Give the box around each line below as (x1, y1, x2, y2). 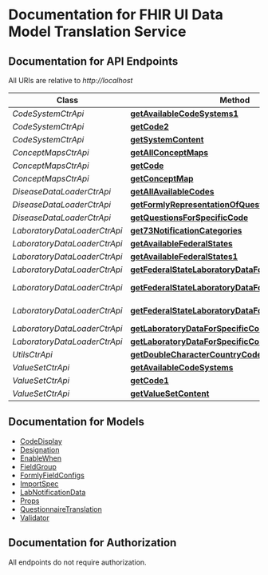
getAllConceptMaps (130, 147, 209, 158)
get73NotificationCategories (130, 226, 242, 236)
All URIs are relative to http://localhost (8, 76, 133, 85)
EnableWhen (19, 453, 62, 463)
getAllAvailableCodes (130, 186, 215, 197)
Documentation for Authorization (8, 536, 177, 549)
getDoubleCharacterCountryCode (130, 349, 262, 360)
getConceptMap (130, 174, 194, 184)
